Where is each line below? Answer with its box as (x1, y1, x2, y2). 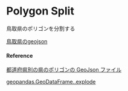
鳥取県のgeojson (6, 37, 48, 45)
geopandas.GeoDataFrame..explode (6, 78, 96, 86)
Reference (6, 52, 33, 59)
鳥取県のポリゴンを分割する (6, 25, 75, 32)
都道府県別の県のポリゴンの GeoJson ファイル (6, 66, 122, 74)
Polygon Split (6, 4, 74, 18)
